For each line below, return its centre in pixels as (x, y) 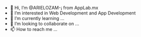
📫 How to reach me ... (34, 29)
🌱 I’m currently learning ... (37, 18)
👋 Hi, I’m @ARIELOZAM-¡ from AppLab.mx (54, 8)
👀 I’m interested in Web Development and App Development (73, 13)
